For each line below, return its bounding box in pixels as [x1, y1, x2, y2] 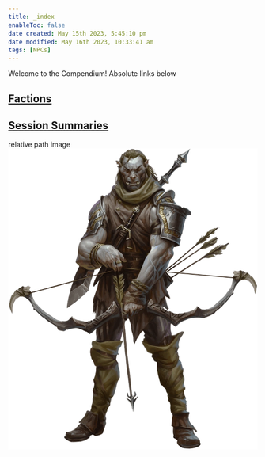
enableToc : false [8, 21, 66, 29]
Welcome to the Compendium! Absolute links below [8, 69, 176, 78]
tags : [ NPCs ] [8, 46, 51, 55]
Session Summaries [8, 119, 109, 132]
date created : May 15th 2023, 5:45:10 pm [8, 29, 147, 37]
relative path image [8, 139, 71, 150]
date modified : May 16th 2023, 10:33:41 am [8, 38, 154, 46]
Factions [8, 92, 52, 105]
